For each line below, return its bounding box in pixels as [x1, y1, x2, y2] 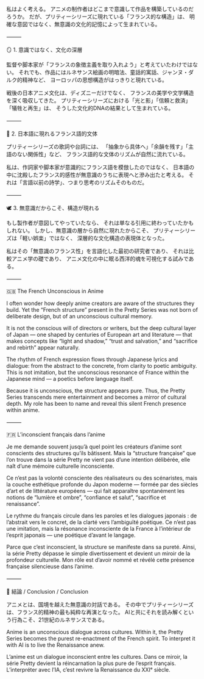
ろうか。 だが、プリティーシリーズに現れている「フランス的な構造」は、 [6, 13, 188, 20]
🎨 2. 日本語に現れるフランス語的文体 [6, 130, 98, 137]
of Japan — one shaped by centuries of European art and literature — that [6, 331, 193, 338]
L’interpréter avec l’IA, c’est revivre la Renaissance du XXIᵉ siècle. [6, 666, 171, 673]
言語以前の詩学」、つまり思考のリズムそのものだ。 [22, 179, 148, 186]
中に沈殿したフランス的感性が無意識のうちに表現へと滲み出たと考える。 [6, 171, 188, 178]
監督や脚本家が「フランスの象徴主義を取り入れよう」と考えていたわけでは [6, 61, 193, 68]
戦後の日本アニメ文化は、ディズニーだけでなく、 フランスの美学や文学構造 [6, 89, 194, 96]
